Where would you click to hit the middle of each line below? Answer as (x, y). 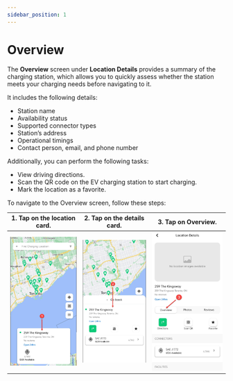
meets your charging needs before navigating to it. (79, 84)
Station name (36, 110)
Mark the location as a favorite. (61, 189)
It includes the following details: (53, 97)
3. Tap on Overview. (187, 221)
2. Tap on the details (114, 218)
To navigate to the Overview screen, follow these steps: (87, 203)
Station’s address (42, 133)
